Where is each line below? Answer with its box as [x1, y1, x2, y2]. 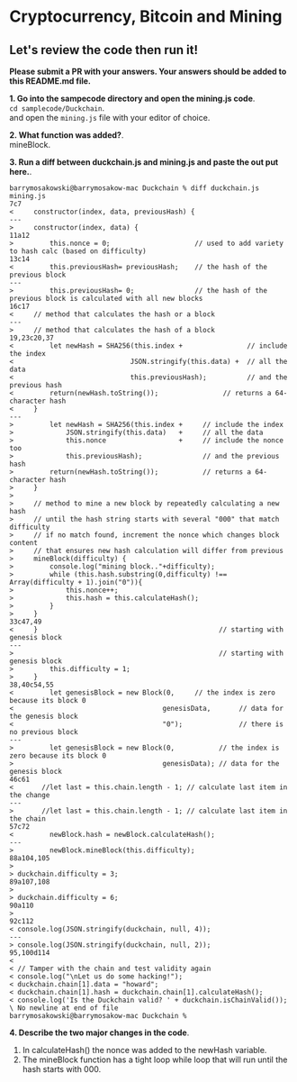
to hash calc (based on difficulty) [9, 247, 147, 256]
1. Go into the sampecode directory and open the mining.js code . [9, 93, 256, 104]
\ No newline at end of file [9, 1004, 119, 1013]
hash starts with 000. [22, 1064, 102, 1074]
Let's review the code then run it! [9, 42, 199, 58]
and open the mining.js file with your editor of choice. [9, 113, 211, 123]
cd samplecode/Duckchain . [9, 103, 105, 114]
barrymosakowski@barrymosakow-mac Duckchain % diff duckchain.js [9, 184, 259, 193]
